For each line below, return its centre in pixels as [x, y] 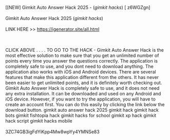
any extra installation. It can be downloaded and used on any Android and [83, 94]
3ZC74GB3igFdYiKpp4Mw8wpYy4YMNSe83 [53, 132]
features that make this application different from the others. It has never [82, 77]
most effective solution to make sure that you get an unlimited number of [82, 55]
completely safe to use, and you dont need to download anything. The [80, 66]
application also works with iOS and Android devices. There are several [81, 72]
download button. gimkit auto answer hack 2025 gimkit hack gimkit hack [82, 110]
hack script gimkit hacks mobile [39, 121]
